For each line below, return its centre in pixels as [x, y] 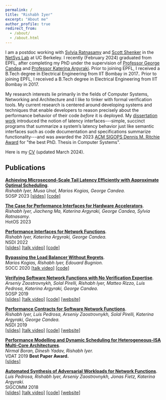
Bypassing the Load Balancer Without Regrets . [55, 257]
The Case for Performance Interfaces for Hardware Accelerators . [75, 206]
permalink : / [19, 10]
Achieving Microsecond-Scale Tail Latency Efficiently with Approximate [82, 180]
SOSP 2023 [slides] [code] [33, 196]
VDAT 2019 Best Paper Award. [37, 356]
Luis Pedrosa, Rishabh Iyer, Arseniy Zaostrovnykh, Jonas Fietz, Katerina [80, 376]
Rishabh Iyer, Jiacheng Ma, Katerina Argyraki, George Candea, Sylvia [78, 211]
